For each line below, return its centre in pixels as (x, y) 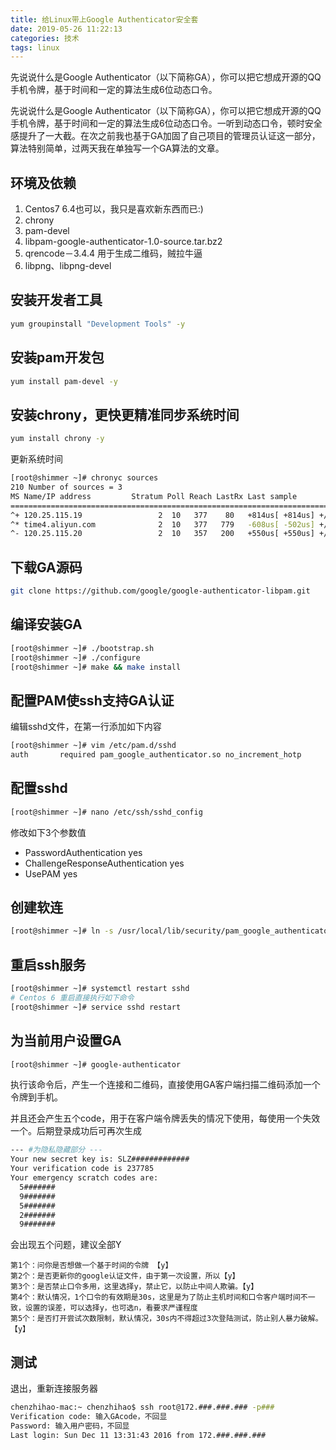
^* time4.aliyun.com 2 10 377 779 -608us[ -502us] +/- (171, 524)
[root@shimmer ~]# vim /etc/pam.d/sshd (93, 746)
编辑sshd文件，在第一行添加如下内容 (86, 727)
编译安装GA (46, 624)
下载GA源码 (46, 567)
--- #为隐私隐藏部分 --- (56, 1150)
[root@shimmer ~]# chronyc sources (84, 478)
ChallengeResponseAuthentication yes (104, 863)
